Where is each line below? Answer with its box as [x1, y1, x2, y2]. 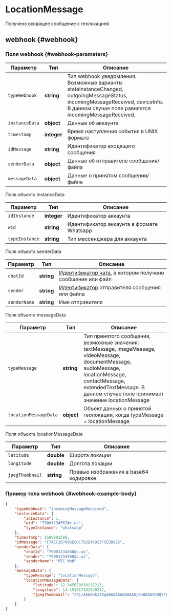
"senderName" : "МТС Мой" [24, 559, 77, 564]
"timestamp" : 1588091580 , [14, 535, 70, 540]
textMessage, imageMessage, [83, 345, 156, 352]
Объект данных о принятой [83, 405, 152, 412]
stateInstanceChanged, [67, 86, 124, 93]
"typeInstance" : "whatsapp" [24, 525, 83, 530]
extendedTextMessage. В [83, 384, 145, 391]
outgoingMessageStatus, [67, 92, 128, 99]
